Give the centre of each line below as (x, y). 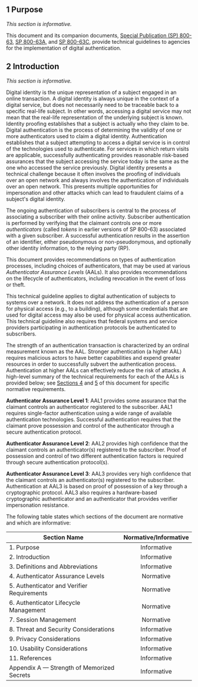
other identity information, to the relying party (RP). (68, 248)
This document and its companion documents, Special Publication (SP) (92, 35)
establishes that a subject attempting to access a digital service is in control (98, 142)
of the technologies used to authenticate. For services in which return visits (98, 149)
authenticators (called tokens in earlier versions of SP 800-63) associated (96, 229)
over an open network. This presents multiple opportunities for (82, 186)
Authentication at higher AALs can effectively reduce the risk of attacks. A (96, 370)
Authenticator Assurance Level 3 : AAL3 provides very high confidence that (99, 473)
